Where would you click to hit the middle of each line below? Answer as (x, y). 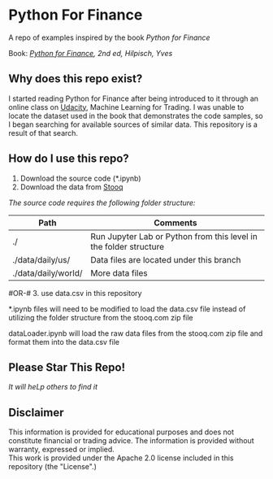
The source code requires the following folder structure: (102, 202)
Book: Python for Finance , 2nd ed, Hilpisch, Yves (91, 53)
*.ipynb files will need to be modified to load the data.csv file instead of (127, 309)
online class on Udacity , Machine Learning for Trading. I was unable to (126, 107)
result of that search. (43, 133)
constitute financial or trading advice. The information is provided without (131, 441)
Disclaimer (36, 412)
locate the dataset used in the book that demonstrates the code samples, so (136, 115)
